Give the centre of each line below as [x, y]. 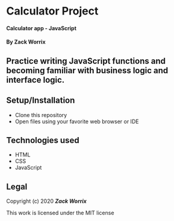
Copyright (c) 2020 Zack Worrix [47, 201]
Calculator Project [52, 11]
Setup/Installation [41, 101]
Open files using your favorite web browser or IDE [77, 121]
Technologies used [43, 140]
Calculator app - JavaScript [42, 28]
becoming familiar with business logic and [87, 70]
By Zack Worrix [26, 42]
